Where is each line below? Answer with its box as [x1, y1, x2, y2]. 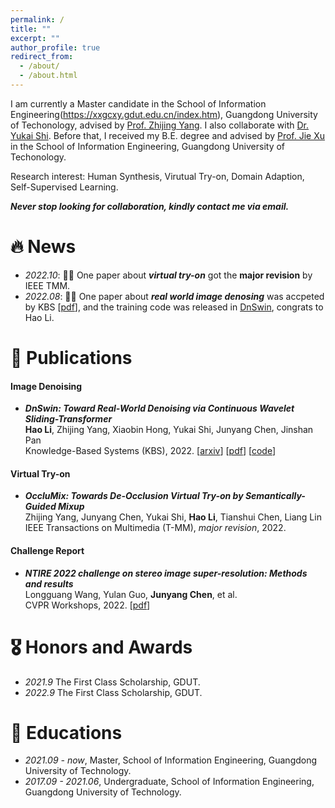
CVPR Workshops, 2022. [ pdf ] [24, 599, 151, 611]
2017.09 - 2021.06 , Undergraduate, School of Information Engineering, [24, 776, 315, 788]
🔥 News [10, 236, 77, 258]
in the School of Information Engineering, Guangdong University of [10, 140, 286, 152]
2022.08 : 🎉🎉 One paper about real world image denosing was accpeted [24, 290, 325, 302]
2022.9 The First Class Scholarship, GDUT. [24, 686, 203, 698]
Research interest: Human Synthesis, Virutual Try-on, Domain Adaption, [10, 170, 305, 182]
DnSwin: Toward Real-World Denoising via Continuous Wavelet [24, 402, 295, 415]
